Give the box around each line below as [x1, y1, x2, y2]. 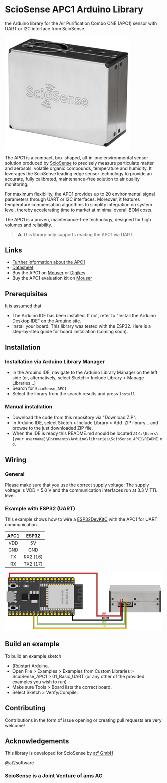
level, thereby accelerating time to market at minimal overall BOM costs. [5, 207, 153, 213]
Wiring [5, 455, 27, 464]
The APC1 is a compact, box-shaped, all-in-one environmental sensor [5, 154, 148, 161]
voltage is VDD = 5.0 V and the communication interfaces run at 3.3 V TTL [5, 487, 158, 493]
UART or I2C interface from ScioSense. [5, 25, 86, 31]
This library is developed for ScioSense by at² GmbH [5, 750, 114, 756]
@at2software [5, 760, 34, 766]
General [5, 470, 25, 477]
